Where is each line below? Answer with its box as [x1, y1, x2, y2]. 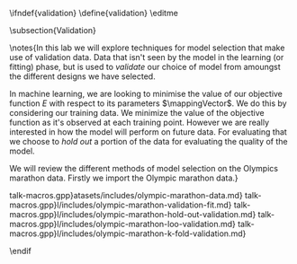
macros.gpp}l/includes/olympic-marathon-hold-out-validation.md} [9, 209, 256, 219]
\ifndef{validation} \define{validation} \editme [9, 8, 178, 18]
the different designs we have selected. [9, 71, 156, 82]
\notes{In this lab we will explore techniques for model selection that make [9, 42, 285, 53]
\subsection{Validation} [9, 25, 97, 35]
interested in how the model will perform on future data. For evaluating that [9, 127, 288, 137]
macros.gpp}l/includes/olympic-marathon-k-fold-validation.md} [9, 228, 247, 239]
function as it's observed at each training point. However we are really [9, 117, 270, 128]
